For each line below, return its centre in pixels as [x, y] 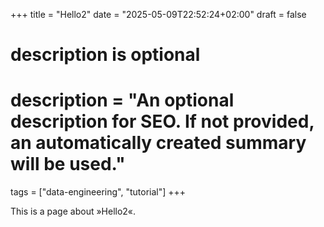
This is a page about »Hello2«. [73, 211]
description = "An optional [122, 100]
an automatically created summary [158, 143]
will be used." [68, 164]
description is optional [105, 55]
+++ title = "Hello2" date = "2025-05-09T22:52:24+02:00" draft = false [158, 14]
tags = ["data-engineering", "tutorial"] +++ [98, 192]
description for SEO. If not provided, [162, 121]
